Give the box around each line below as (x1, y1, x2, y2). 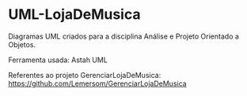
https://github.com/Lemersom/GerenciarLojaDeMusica (8, 79, 188, 88)
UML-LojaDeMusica (8, 6, 141, 24)
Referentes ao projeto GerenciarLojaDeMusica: (8, 70, 161, 79)
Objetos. (8, 39, 36, 49)
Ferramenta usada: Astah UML (8, 55, 108, 65)
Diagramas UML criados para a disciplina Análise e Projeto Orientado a (8, 31, 240, 41)
